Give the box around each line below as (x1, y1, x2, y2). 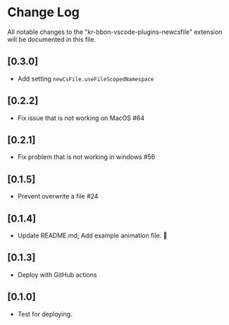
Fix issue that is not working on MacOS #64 (17, 114, 145, 122)
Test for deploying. (17, 309, 73, 318)
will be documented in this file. (7, 35, 97, 43)
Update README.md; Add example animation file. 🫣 (17, 231, 168, 240)
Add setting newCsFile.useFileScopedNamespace (17, 74, 154, 83)
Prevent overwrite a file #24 (17, 192, 99, 201)
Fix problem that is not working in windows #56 (17, 153, 156, 161)
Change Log (7, 4, 80, 20)
